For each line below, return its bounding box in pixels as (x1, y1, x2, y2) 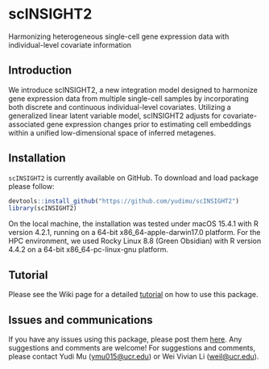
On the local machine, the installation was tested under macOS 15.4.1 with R (8, 219, 259, 229)
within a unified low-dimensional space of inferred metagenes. (8, 128, 216, 137)
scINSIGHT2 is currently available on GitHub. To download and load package (8, 173, 259, 182)
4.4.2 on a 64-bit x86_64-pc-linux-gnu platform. (8, 245, 169, 254)
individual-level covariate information (8, 40, 131, 49)
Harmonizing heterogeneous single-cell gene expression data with (8, 31, 230, 41)
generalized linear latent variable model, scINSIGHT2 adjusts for (8, 111, 221, 120)
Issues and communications (8, 312, 153, 327)
